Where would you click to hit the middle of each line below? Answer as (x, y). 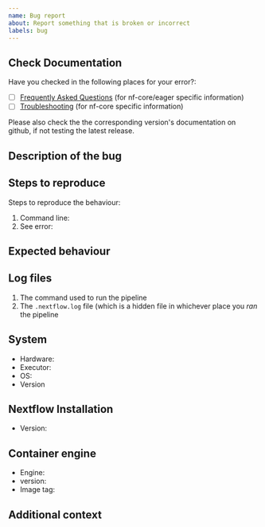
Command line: (45, 218)
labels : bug (28, 30)
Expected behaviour (59, 251)
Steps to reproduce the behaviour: (64, 202)
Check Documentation (65, 63)
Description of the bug (65, 156)
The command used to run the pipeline (83, 297)
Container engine (53, 453)
